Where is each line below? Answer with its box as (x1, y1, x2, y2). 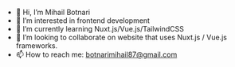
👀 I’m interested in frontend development (15, 16, 150, 25)
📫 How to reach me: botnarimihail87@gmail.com (15, 50, 178, 59)
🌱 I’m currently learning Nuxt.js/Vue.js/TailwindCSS (15, 24, 185, 33)
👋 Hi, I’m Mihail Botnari (15, 8, 90, 17)
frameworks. (15, 41, 58, 50)
